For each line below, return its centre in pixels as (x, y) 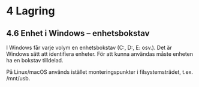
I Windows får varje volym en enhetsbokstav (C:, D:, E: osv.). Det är (89, 47)
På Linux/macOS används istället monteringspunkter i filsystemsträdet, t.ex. (100, 72)
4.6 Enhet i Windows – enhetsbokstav (78, 33)
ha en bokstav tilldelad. (35, 60)
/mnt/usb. (18, 78)
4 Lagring (31, 11)
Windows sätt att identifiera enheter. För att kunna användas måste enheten (100, 54)
